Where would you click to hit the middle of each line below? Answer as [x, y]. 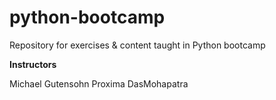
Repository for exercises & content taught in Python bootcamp [137, 45]
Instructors [33, 64]
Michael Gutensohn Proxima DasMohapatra [99, 83]
